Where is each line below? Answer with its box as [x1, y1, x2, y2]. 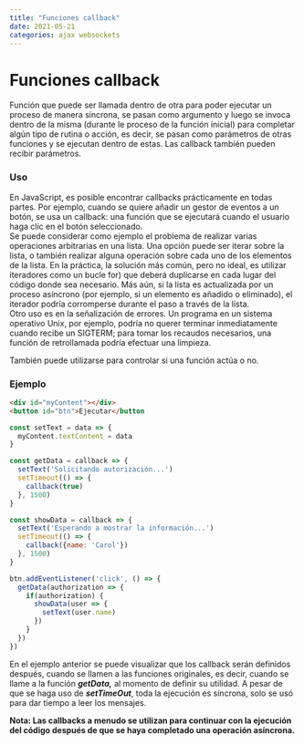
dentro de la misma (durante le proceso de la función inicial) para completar [9, 119, 295, 130]
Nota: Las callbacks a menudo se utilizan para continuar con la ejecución [9, 715, 292, 726]
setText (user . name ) [42, 608, 117, 617]
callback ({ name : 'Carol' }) [26, 541, 129, 550]
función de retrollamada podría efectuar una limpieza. [9, 336, 212, 347]
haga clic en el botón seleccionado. [9, 221, 143, 232]
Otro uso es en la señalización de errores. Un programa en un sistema [9, 307, 273, 319]
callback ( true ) [26, 481, 84, 491]
